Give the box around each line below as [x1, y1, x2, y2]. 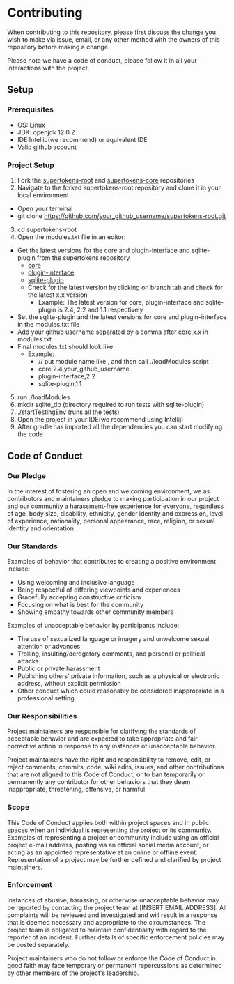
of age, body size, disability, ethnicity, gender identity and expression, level [7, 509, 224, 517]
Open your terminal [17, 204, 73, 213]
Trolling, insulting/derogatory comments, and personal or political [17, 649, 205, 658]
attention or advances [17, 642, 81, 650]
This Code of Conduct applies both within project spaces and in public [7, 818, 210, 827]
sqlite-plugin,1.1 [38, 379, 82, 387]
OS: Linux [17, 121, 45, 129]
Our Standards [7, 541, 58, 551]
